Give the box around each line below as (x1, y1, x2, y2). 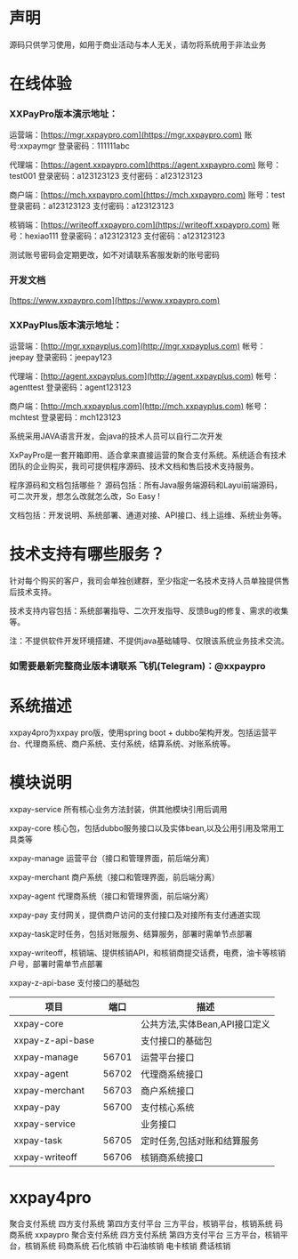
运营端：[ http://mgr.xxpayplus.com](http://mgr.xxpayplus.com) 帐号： (9, 341, 266, 351)
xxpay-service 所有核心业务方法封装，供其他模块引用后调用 (9, 803, 228, 814)
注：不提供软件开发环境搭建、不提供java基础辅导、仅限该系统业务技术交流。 (9, 635, 289, 646)
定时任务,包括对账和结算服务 (141, 1134, 260, 1147)
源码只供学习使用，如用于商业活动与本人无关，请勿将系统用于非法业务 (9, 39, 267, 50)
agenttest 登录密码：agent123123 (9, 382, 132, 392)
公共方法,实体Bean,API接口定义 (141, 1018, 270, 1030)
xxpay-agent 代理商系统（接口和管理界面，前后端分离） (9, 891, 213, 901)
